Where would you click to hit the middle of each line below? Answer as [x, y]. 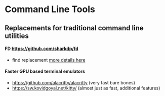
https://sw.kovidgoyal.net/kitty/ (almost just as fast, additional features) [86, 88]
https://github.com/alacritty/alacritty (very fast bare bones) [73, 82]
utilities [17, 36]
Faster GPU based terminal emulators [45, 71]
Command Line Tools [50, 9]
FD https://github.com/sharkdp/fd [42, 49]
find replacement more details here [49, 60]
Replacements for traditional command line [74, 28]
